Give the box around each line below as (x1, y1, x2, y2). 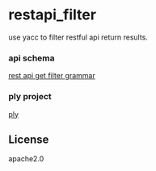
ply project (8, 91, 53, 102)
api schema (8, 52, 55, 64)
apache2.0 (8, 154, 44, 164)
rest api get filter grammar (8, 71, 95, 81)
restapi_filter (8, 6, 97, 24)
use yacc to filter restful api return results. (8, 32, 148, 42)
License (8, 132, 49, 146)
